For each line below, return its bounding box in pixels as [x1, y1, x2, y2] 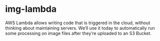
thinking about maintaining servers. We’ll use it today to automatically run [5, 25, 155, 31]
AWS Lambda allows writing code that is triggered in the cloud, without [5, 20, 151, 26]
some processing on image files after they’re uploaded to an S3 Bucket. [5, 30, 152, 36]
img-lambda [5, 3, 57, 15]
